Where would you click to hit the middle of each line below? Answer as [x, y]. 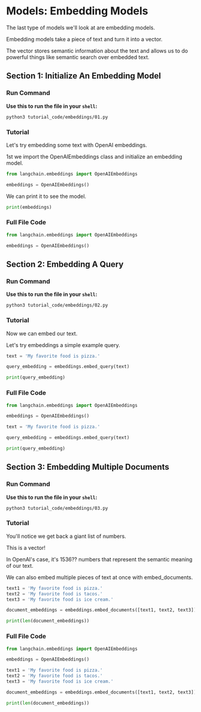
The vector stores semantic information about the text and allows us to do [97, 51]
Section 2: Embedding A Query [65, 264]
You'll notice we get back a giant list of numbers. [66, 536]
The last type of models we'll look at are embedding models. [81, 28]
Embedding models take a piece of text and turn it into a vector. [84, 39]
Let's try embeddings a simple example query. [63, 345]
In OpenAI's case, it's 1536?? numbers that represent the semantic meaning [99, 559]
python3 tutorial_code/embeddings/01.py [57, 117]
